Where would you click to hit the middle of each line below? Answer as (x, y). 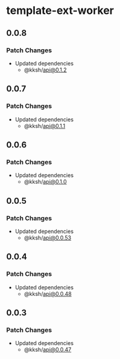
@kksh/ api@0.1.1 (45, 126)
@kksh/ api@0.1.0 (46, 182)
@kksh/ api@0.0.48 (48, 294)
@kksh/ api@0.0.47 (48, 350)
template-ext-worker (60, 11)
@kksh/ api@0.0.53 (47, 238)
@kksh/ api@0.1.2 (46, 70)
